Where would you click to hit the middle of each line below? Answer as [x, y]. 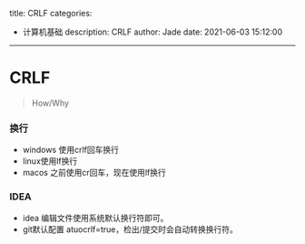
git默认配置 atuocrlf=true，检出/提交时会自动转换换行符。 [130, 229]
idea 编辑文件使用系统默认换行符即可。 [95, 218]
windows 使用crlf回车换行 [71, 150]
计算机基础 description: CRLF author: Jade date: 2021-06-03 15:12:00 [152, 32]
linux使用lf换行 [50, 161]
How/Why [50, 103]
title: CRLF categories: [51, 13]
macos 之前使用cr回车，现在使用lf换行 [94, 173]
